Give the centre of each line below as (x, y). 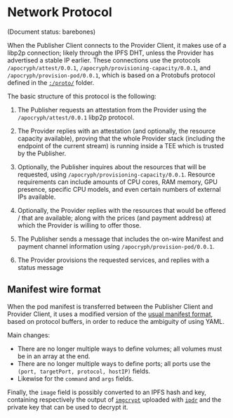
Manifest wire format (54, 290)
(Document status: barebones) (52, 32)
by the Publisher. (42, 153)
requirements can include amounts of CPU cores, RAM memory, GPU (117, 182)
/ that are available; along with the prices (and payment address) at (114, 218)
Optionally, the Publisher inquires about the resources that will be (112, 166)
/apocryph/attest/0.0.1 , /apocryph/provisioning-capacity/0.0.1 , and (109, 67)
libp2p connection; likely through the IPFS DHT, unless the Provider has (111, 53)
